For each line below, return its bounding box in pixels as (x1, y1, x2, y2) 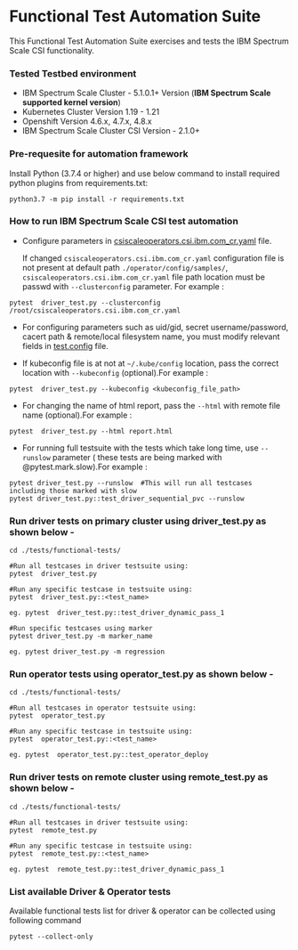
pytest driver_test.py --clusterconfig (9, 298, 162, 307)
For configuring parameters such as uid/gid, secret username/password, (21, 321, 289, 332)
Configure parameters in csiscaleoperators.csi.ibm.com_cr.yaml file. (21, 235, 272, 246)
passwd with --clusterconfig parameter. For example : (21, 280, 224, 291)
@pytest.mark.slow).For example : (21, 461, 149, 472)
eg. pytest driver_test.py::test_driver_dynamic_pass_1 (9, 608, 225, 618)
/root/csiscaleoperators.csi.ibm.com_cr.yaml (9, 305, 181, 315)
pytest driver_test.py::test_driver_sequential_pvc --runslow (9, 494, 245, 503)
